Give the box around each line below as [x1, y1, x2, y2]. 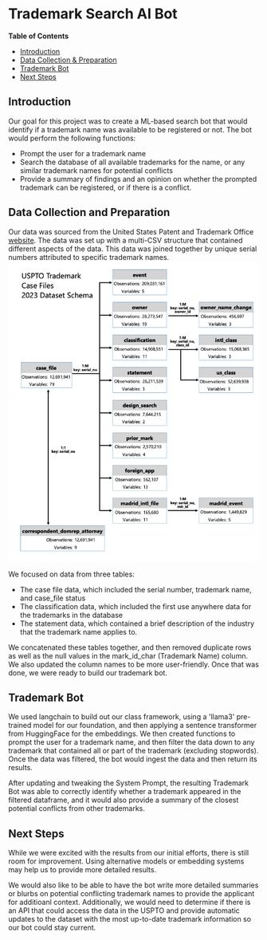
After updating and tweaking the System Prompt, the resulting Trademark [8, 778, 249, 788]
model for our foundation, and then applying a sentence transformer [33, 721, 257, 730]
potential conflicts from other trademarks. [8, 804, 146, 813]
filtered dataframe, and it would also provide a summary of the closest [8, 795, 239, 805]
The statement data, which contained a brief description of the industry [19, 619, 255, 628]
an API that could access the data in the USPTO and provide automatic [8, 906, 241, 915]
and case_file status [19, 593, 86, 603]
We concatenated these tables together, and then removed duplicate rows [8, 643, 252, 652]
